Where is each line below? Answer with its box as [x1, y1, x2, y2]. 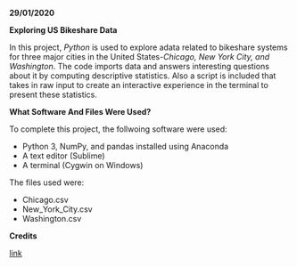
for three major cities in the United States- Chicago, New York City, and [9, 52, 270, 61]
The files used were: [9, 177, 85, 188]
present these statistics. [9, 89, 98, 100]
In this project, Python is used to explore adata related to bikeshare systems [9, 42, 288, 53]
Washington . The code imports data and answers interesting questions [9, 61, 270, 71]
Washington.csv [21, 214, 82, 223]
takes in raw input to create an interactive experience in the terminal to [9, 80, 269, 90]
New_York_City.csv [21, 204, 93, 214]
